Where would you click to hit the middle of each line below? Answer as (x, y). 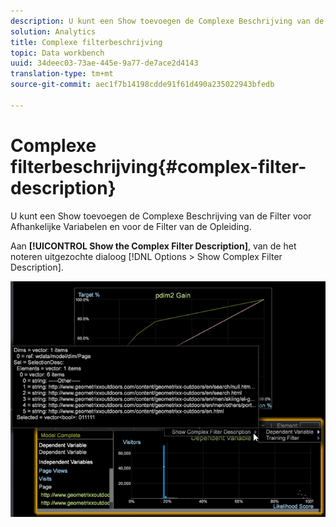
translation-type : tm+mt (62, 74)
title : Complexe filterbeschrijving (86, 42)
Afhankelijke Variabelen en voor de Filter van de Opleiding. (131, 226)
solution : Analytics (53, 31)
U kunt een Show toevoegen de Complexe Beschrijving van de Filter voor (161, 216)
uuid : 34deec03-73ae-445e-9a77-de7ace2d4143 (104, 63)
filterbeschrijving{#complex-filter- (158, 166)
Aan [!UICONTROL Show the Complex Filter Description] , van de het (153, 246)
